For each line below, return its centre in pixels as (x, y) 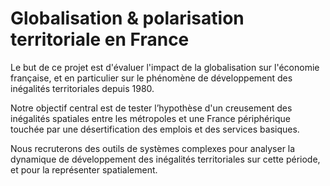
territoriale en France (100, 39)
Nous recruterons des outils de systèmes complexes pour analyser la (153, 148)
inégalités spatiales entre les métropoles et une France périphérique (151, 118)
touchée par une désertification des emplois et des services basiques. (155, 129)
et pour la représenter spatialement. (84, 169)
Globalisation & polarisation (127, 18)
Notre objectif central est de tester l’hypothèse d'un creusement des (151, 108)
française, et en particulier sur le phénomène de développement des (151, 78)
